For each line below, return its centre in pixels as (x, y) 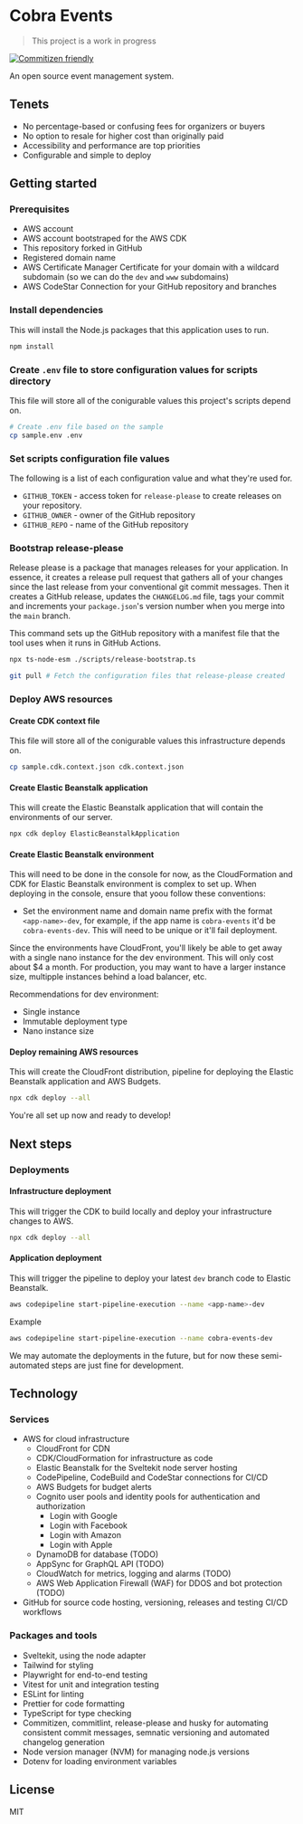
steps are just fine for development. (117, 1365)
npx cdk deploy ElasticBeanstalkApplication (95, 834)
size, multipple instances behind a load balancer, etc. (109, 977)
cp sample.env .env (46, 435)
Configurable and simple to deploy (87, 155)
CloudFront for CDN (73, 1448)
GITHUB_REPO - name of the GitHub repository (105, 524)
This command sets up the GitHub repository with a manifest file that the (145, 634)
